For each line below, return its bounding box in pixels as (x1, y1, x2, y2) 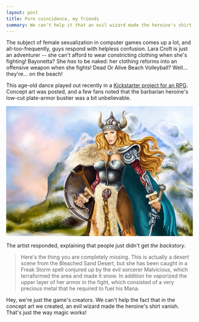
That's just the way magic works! (6, 308, 87, 316)
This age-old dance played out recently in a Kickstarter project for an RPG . (6, 82, 188, 89)
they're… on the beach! (6, 70, 63, 78)
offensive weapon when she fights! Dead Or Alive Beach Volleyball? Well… (6, 64, 188, 71)
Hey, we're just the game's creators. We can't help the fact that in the (6, 296, 176, 303)
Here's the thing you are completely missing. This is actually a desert (20, 253, 190, 260)
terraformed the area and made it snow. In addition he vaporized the (20, 272, 188, 279)
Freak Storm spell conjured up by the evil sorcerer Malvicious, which (20, 266, 188, 273)
